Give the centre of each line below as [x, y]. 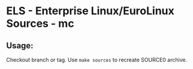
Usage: [20, 46]
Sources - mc [40, 23]
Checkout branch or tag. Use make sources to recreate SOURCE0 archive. [97, 60]
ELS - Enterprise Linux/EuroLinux [91, 11]
